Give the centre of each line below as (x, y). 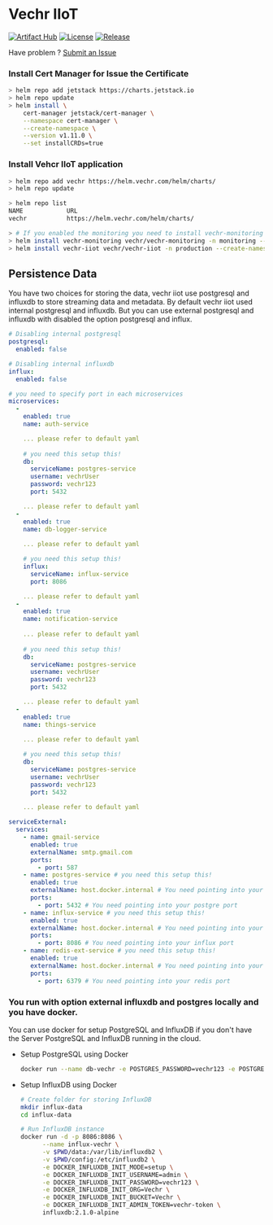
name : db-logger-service (65, 529)
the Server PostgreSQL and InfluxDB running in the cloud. (105, 1038)
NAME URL (43, 211)
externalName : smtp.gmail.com (81, 852)
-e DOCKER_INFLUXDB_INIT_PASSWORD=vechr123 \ (120, 1182)
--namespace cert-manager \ (70, 120)
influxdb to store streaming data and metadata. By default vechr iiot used (131, 302)
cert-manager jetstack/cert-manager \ (89, 113)
